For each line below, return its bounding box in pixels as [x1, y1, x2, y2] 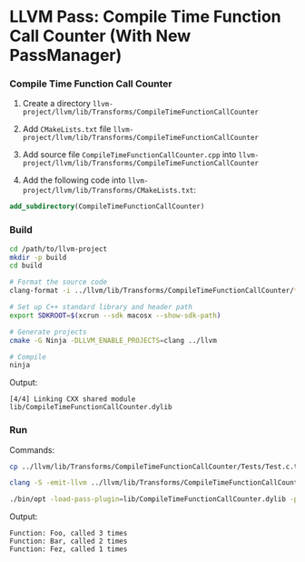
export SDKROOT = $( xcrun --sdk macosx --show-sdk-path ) [9, 311, 221, 320]
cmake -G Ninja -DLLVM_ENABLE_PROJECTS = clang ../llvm [9, 336, 218, 345]
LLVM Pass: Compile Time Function [9, 6, 281, 27]
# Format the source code [9, 277, 107, 287]
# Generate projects [9, 327, 88, 336]
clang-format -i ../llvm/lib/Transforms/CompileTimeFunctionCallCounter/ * [9, 286, 299, 296]
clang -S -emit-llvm [9, 478, 88, 487]
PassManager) [9, 45, 123, 65]
